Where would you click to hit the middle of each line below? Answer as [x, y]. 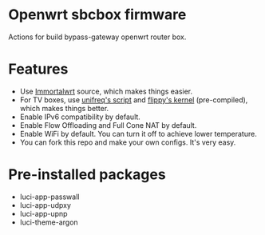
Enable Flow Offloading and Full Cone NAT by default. [108, 125]
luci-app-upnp [44, 213]
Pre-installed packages [87, 175]
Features [38, 69]
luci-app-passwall [49, 197]
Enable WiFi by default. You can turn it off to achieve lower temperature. [138, 133]
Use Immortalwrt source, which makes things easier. [106, 91]
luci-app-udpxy [45, 205]
